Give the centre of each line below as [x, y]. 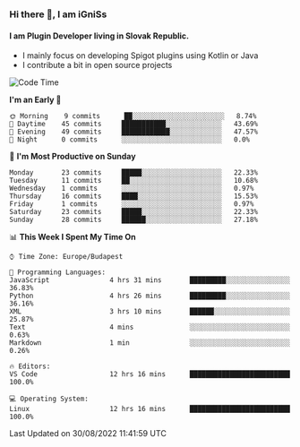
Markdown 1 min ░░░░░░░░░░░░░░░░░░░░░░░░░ [150, 343]
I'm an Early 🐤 [35, 100]
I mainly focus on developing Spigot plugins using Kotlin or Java [140, 56]
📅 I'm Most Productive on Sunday [73, 157]
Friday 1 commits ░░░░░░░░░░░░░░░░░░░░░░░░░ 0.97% [132, 204]
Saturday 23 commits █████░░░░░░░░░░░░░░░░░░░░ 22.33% [133, 212]
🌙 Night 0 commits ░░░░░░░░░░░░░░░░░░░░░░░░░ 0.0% [130, 140]
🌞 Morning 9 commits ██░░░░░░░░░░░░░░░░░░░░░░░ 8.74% [133, 116]
